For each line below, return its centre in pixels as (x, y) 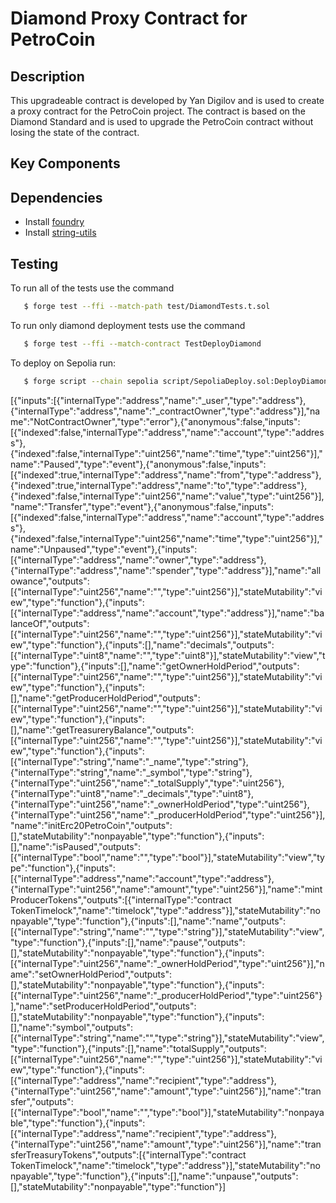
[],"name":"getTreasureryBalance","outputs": (102, 729)
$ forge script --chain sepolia (91, 381)
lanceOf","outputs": (50, 623)
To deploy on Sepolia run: (63, 363)
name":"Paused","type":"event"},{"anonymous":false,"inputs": (138, 464)
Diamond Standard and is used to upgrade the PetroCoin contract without (162, 121)
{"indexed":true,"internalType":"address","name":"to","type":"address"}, (159, 485)
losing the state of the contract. (75, 132)
